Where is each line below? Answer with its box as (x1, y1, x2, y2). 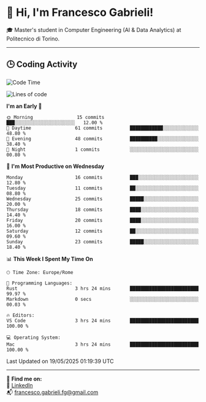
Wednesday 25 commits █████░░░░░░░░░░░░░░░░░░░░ (6, 195, 199, 202)
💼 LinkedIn (6, 381, 33, 389)
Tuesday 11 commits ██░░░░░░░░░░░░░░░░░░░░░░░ (6, 185, 199, 191)
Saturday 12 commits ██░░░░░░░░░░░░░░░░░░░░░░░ (6, 228, 199, 234)
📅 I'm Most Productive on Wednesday (6, 162, 104, 170)
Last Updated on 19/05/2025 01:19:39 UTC (6, 357, 115, 365)
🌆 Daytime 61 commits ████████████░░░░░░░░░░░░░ (6, 125, 199, 131)
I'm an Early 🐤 (6, 102, 42, 110)
